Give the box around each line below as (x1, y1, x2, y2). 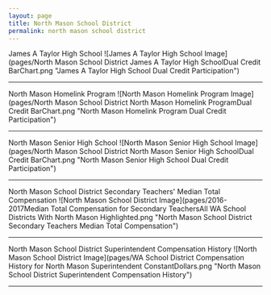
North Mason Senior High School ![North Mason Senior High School (8, 138, 234, 147)
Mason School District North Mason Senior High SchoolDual (55, 147, 254, 156)
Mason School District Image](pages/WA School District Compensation (8, 253, 244, 263)
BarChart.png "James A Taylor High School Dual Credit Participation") (8, 66, 240, 76)
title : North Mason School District (8, 19, 131, 27)
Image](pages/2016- (158, 195, 227, 206)
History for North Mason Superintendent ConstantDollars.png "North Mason (8, 261, 261, 271)
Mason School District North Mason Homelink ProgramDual (55, 98, 252, 107)
